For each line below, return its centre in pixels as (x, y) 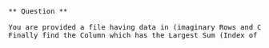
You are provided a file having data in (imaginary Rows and (131, 27)
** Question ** (38, 11)
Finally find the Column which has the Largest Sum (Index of (133, 35)
